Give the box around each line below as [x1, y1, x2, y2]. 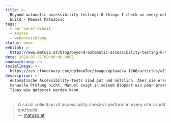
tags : [5, 21, 17, 27]
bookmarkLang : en [5, 59, 42, 64]
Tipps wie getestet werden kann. [10, 87, 81, 93]
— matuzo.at [17, 112, 45, 118]
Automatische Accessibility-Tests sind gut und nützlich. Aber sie [10, 78, 156, 83]
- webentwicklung [10, 36, 47, 41]
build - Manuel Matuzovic [10, 17, 65, 22]
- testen [10, 31, 28, 36]
